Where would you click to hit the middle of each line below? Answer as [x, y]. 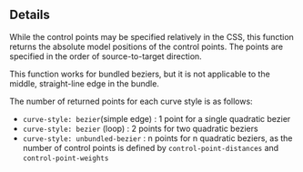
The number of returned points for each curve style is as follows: [131, 101]
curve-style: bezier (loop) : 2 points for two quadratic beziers [140, 128]
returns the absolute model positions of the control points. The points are [146, 46]
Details [30, 15]
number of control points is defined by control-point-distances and [151, 147]
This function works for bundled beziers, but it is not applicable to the [140, 74]
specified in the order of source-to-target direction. [106, 56]
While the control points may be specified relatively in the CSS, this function [151, 36]
